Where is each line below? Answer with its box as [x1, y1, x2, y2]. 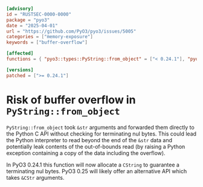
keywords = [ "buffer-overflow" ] [6, 39, 88, 45]
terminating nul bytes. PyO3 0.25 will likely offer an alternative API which [6, 167, 187, 175]
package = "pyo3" [6, 17, 50, 23]
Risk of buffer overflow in [6, 93, 136, 107]
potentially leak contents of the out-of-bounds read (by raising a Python [6, 143, 185, 150]
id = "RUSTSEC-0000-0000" [6, 11, 71, 18]
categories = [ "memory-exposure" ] [6, 34, 94, 40]
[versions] [6, 67, 34, 73]
